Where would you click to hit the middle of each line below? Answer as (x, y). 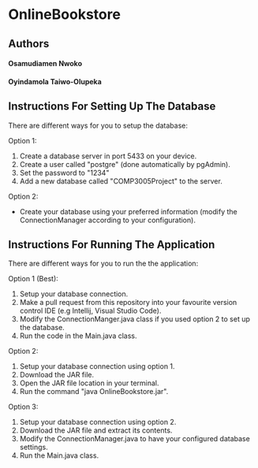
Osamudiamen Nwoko (45, 64)
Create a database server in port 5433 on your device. (108, 156)
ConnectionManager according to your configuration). (107, 220)
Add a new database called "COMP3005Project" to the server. (121, 181)
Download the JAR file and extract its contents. (96, 430)
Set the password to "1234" (64, 173)
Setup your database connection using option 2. (98, 422)
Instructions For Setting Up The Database (112, 107)
